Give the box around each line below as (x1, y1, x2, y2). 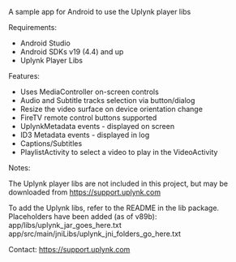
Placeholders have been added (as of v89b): (8, 212, 157, 221)
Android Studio (19, 38, 71, 48)
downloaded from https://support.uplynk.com (8, 187, 161, 197)
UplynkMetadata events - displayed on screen (19, 122, 175, 131)
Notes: (8, 163, 31, 173)
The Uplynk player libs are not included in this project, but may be (8, 178, 229, 188)
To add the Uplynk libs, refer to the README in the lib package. (8, 203, 220, 213)
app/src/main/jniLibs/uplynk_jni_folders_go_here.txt (8, 229, 181, 238)
